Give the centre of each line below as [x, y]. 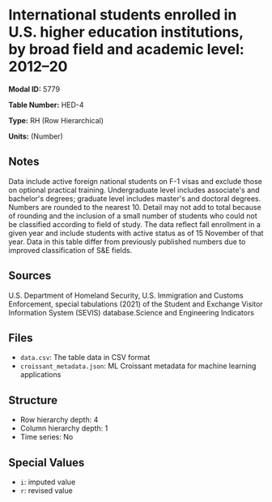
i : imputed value [48, 482]
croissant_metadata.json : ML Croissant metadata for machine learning [138, 366]
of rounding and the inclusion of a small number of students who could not [133, 216]
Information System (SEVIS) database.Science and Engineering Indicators [132, 312]
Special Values [47, 463]
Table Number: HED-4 [46, 105]
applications [40, 375]
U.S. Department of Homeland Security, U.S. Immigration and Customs [126, 295]
